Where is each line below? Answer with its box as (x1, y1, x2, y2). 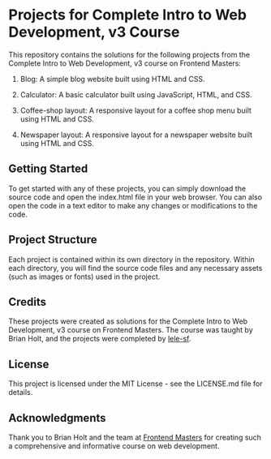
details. (8, 388, 33, 397)
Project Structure (8, 233, 97, 247)
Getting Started (8, 162, 88, 176)
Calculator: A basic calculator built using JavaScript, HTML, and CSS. (19, 89, 252, 99)
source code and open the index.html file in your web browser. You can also (8, 192, 262, 202)
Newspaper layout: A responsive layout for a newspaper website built (19, 130, 253, 139)
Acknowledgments (8, 411, 107, 425)
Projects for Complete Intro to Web (8, 6, 247, 24)
